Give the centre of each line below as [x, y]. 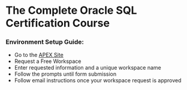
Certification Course [58, 23]
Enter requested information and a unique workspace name [88, 68]
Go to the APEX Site [39, 55]
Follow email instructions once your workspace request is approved [98, 80]
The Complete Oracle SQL [71, 10]
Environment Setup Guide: [45, 42]
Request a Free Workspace [48, 61]
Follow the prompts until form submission [65, 74]
